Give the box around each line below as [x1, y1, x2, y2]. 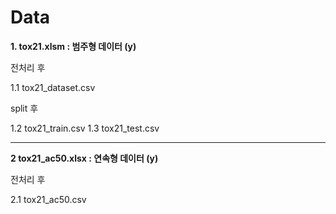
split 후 [10, 102, 39, 114]
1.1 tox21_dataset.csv [10, 81, 96, 93]
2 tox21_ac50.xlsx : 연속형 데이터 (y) [10, 152, 159, 164]
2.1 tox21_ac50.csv [10, 193, 87, 205]
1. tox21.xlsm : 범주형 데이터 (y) [10, 40, 137, 52]
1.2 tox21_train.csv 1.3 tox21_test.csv [10, 122, 160, 134]
